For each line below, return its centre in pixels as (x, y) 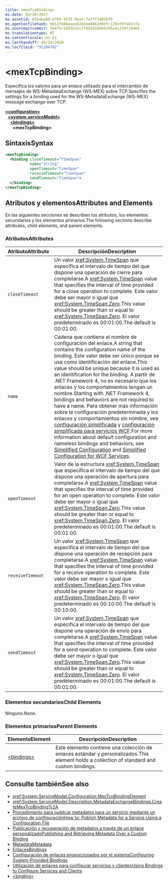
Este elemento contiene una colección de (104, 748)
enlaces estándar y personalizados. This (102, 754)
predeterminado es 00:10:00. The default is (105, 604)
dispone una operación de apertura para (101, 477)
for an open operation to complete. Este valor (107, 496)
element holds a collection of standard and (105, 760)
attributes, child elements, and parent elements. (54, 226)
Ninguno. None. (21, 713)
